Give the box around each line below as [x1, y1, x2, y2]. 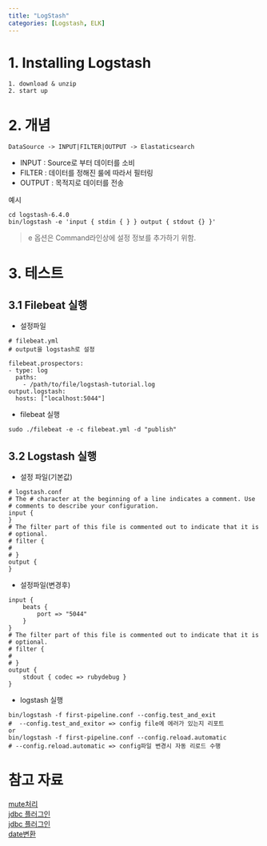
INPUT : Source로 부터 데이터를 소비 [19, 158, 135, 168]
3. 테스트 [8, 264, 64, 283]
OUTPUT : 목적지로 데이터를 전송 [19, 178, 124, 188]
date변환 [8, 829, 36, 839]
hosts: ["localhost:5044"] [15, 395, 106, 403]
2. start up [8, 87, 48, 95]
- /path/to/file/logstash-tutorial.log [22, 381, 156, 389]
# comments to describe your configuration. [8, 502, 159, 511]
